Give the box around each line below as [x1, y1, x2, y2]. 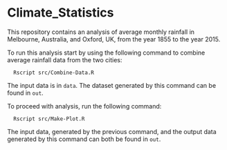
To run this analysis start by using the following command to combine [7, 48, 206, 57]
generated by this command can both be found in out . [7, 135, 161, 143]
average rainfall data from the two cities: [7, 55, 122, 64]
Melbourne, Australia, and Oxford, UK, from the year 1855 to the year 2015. [7, 35, 221, 43]
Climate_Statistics [7, 5, 114, 21]
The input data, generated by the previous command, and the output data [7, 127, 217, 135]
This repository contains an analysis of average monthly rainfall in [7, 28, 195, 36]
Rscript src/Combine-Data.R [13, 69, 95, 76]
